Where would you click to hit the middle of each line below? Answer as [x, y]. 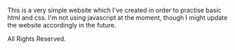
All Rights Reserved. [36, 39]
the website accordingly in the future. [62, 25]
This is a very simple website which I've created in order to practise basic [114, 10]
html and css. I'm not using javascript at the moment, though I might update [117, 18]
